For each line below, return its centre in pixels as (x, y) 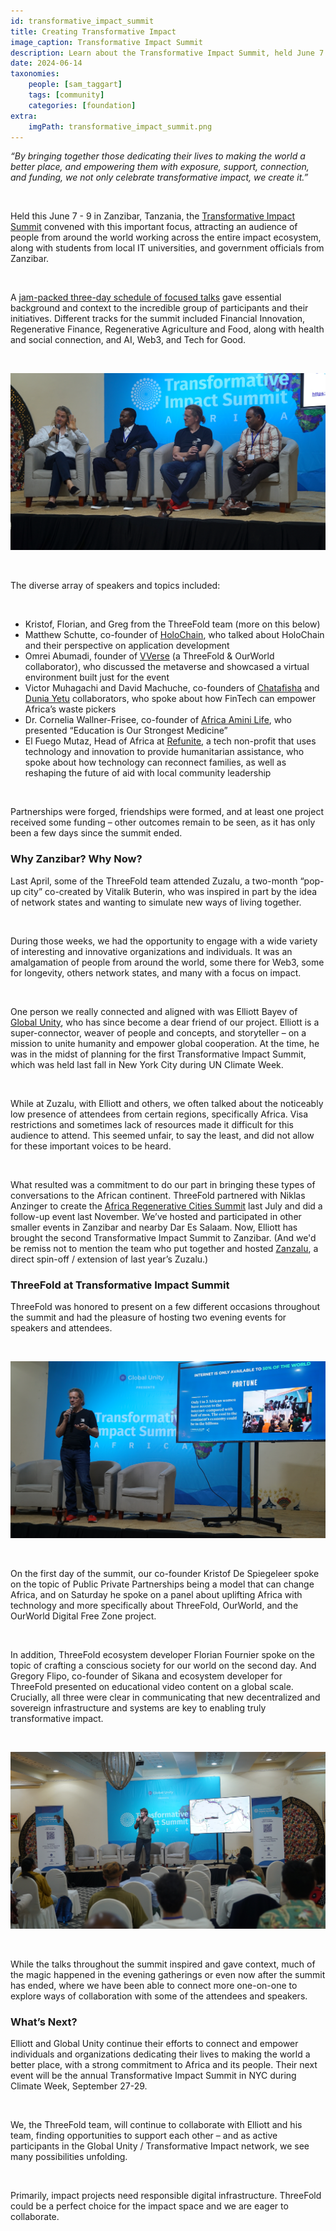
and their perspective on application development (127, 646)
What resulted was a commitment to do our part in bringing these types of (163, 1184)
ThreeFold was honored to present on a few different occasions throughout (165, 1306)
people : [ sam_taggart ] (75, 85)
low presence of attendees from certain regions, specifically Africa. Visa (159, 1114)
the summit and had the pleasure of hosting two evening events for (148, 1317)
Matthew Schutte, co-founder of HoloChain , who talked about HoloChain (174, 635)
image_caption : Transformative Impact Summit (106, 42)
